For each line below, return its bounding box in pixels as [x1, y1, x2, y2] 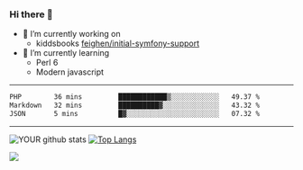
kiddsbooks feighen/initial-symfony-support [35, 38, 200, 49]
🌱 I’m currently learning [22, 48, 110, 58]
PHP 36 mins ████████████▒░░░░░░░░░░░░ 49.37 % [9, 93, 260, 102]
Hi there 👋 [9, 8, 54, 21]
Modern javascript [35, 67, 105, 77]
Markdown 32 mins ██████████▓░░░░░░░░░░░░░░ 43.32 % [9, 101, 260, 111]
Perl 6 [35, 58, 59, 68]
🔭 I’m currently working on [22, 29, 121, 40]
